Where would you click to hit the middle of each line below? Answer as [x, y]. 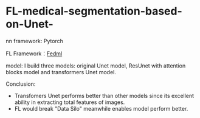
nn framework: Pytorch [34, 41]
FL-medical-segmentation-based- [94, 11]
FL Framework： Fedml [34, 54]
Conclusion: [21, 84]
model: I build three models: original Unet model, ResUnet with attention [96, 66]
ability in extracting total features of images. [70, 102]
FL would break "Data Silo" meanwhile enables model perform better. [101, 108]
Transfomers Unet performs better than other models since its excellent [104, 95]
